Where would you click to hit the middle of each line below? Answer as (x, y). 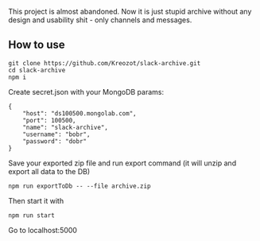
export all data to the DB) (49, 171)
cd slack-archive (37, 70)
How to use (37, 45)
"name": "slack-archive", (66, 127)
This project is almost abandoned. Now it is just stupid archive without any (130, 12)
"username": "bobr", (56, 134)
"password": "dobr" (55, 141)
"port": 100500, (50, 120)
